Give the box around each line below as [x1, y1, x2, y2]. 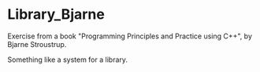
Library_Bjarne [7, 5, 106, 23]
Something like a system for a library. [7, 55, 128, 64]
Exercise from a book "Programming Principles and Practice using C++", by [7, 31, 253, 41]
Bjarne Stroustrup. [7, 39, 67, 49]
